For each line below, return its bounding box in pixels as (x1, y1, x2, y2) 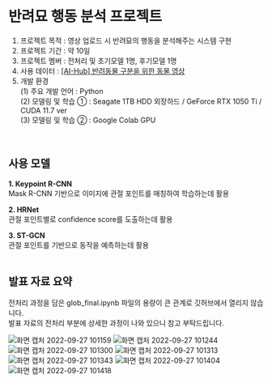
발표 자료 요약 (8, 274, 73, 288)
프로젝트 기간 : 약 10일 (19, 45, 91, 55)
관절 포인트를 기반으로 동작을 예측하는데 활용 (8, 240, 150, 249)
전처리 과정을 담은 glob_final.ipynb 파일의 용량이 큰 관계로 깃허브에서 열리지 (8, 297, 249, 308)
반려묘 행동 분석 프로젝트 (8, 7, 163, 26)
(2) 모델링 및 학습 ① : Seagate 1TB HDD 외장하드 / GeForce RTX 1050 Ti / (19, 96, 262, 106)
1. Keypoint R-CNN (8, 179, 73, 189)
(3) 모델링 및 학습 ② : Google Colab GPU (19, 115, 156, 125)
